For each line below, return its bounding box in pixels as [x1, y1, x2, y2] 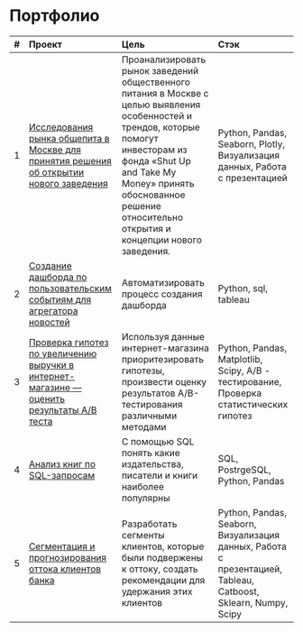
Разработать [121, 518, 178, 530]
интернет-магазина [121, 342, 209, 354]
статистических [217, 398, 289, 410]
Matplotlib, [217, 353, 263, 365]
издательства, [121, 457, 185, 470]
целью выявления [121, 98, 201, 111]
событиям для [28, 293, 92, 306]
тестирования [121, 398, 183, 410]
